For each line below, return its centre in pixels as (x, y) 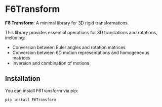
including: (15, 38)
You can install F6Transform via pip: (41, 91)
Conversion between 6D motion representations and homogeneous (81, 53)
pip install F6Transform (31, 100)
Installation (23, 79)
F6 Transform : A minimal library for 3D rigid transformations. (67, 23)
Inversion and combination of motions (51, 63)
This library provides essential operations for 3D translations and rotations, (81, 32)
